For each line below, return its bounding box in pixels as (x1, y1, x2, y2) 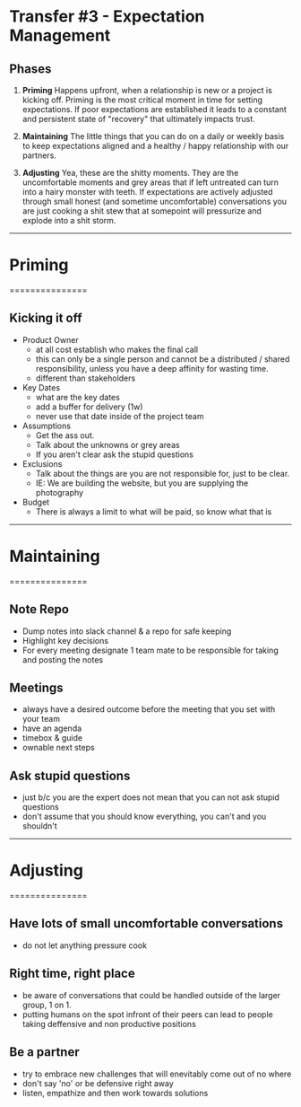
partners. (21, 150, 56, 161)
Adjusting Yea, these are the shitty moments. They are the (21, 168, 239, 178)
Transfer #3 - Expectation (9, 6, 205, 27)
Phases (9, 61, 52, 76)
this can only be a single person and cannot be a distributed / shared (35, 353, 290, 365)
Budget (21, 496, 50, 507)
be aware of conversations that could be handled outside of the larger (21, 989, 280, 1000)
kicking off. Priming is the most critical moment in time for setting (21, 94, 262, 105)
